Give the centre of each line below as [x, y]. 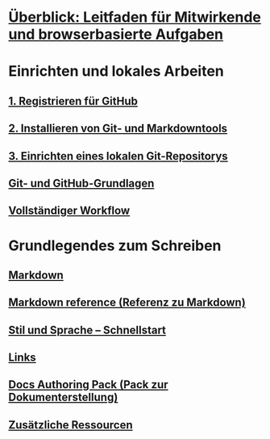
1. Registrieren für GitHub [73, 101]
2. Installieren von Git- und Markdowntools [118, 129]
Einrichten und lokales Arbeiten [116, 71]
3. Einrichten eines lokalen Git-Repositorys [118, 156]
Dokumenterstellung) [63, 397]
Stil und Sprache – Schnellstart [87, 330]
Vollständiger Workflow [69, 211]
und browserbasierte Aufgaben [116, 34]
